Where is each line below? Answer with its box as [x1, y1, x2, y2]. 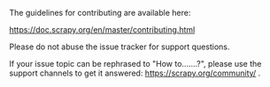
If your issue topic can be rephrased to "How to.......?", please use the [9, 59, 262, 69]
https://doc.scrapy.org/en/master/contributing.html [9, 25, 196, 34]
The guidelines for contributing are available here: [9, 8, 191, 18]
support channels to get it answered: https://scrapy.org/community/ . [9, 68, 261, 78]
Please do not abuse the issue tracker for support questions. [9, 41, 230, 52]
